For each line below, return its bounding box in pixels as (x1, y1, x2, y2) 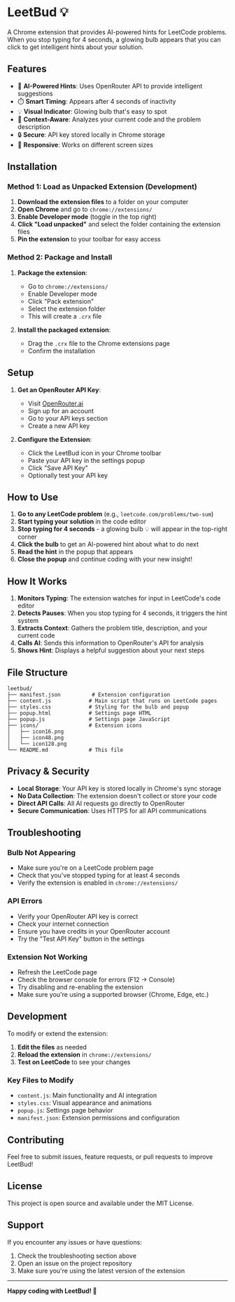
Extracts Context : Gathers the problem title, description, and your (17, 624, 208, 632)
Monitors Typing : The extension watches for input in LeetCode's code (17, 594, 222, 603)
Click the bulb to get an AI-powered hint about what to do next (17, 540, 199, 549)
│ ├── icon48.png (7, 734, 64, 741)
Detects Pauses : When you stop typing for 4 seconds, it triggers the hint (17, 609, 227, 617)
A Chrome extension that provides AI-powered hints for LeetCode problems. (7, 27, 227, 36)
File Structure (7, 666, 68, 678)
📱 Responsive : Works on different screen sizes (17, 140, 154, 149)
